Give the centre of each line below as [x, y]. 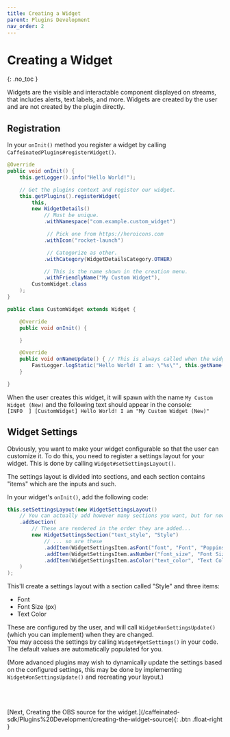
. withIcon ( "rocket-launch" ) [84, 240]
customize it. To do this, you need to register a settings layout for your [106, 455]
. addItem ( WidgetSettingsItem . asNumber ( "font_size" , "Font [128, 554]
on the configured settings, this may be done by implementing [95, 670]
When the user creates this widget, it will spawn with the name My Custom [110, 397]
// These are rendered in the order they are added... [112, 529]
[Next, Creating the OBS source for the [62, 712]
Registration [34, 128]
